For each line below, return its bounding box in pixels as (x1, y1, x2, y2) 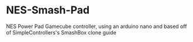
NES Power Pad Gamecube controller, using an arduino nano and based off (6, 23, 187, 30)
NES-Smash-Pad (6, 3, 89, 17)
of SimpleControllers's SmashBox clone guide (6, 29, 117, 36)
